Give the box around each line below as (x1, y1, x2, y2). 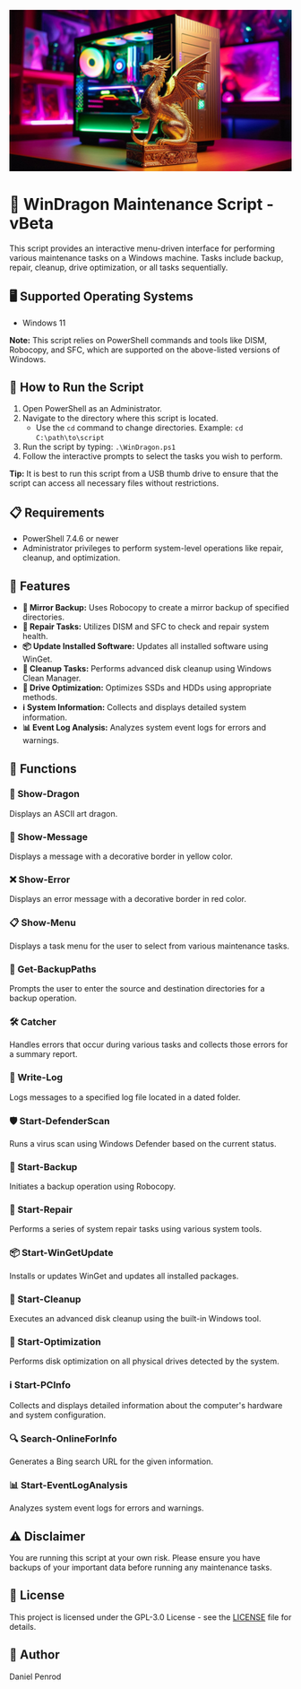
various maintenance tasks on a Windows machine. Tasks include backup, (9, 252, 284, 263)
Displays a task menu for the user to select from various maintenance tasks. (9, 940, 289, 951)
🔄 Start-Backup (9, 1160, 78, 1173)
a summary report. (9, 1049, 78, 1060)
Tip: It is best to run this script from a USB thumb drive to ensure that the (9, 468, 279, 480)
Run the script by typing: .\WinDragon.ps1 (21, 441, 176, 453)
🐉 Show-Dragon (9, 788, 81, 801)
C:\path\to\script (35, 434, 105, 443)
